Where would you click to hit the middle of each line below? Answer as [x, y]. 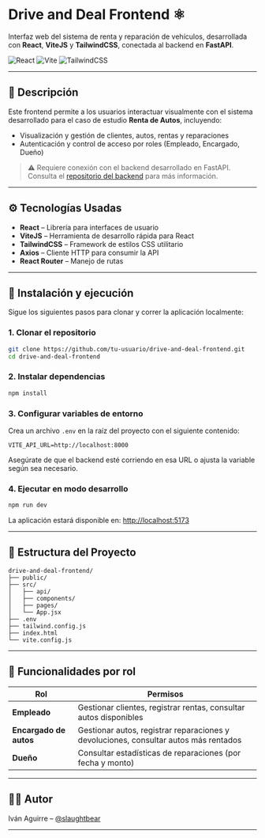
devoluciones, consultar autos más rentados [160, 740]
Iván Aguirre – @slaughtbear [54, 818]
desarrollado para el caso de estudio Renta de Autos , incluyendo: [115, 119]
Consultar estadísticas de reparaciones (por [159, 753]
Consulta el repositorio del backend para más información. [123, 176]
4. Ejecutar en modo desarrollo [68, 488]
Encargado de [39, 730]
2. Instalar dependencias [57, 377]
